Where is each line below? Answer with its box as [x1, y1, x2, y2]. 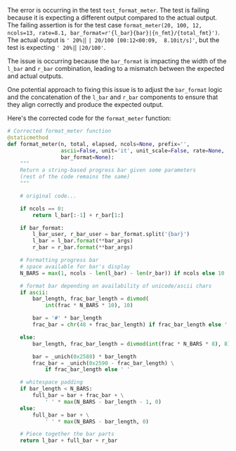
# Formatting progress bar [20, 256, 99, 263]
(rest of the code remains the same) [20, 174, 131, 181]
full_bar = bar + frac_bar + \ [32, 392, 124, 399]
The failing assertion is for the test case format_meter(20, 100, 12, [7, 21, 202, 29]
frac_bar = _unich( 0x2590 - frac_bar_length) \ [32, 360, 174, 367]
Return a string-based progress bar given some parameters [20, 166, 197, 174]
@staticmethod [7, 133, 49, 141]
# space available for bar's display [20, 263, 131, 270]
